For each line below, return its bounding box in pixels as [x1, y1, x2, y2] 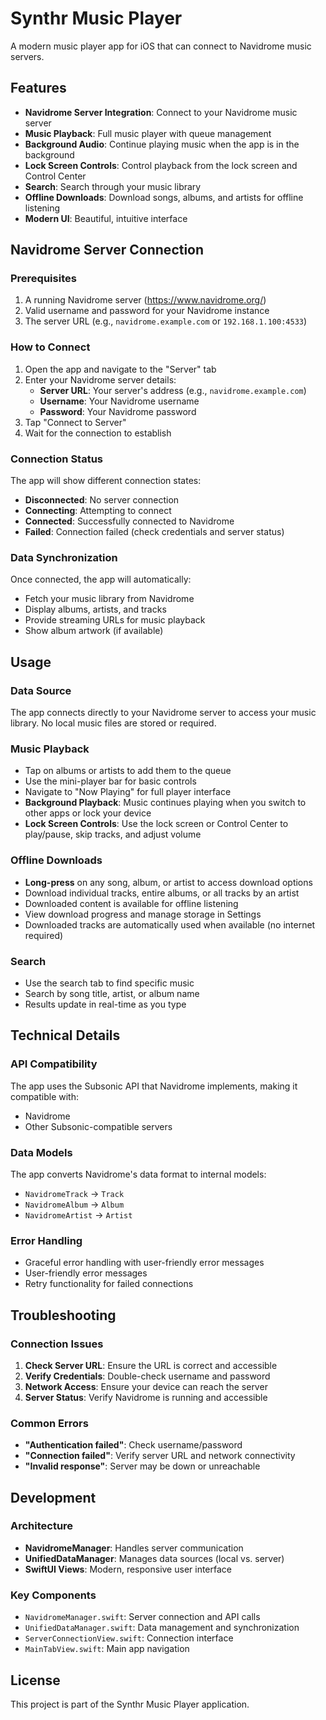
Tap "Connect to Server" [24, 416, 127, 428]
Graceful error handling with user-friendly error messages [24, 1257, 265, 1269]
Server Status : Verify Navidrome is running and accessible [24, 1391, 268, 1403]
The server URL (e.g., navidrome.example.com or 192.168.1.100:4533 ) [24, 315, 308, 327]
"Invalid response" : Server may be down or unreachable [24, 1460, 261, 1472]
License [10, 1672, 61, 1689]
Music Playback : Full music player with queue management [24, 127, 272, 139]
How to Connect [10, 340, 91, 354]
